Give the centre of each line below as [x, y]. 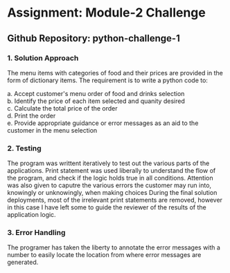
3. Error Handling [36, 233]
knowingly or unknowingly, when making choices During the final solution [112, 193]
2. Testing [24, 148]
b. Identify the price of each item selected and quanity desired [96, 101]
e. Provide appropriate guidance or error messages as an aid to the [103, 123]
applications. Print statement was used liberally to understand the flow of [112, 171]
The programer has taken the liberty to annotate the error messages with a [114, 247]
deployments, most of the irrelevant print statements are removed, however [115, 200]
